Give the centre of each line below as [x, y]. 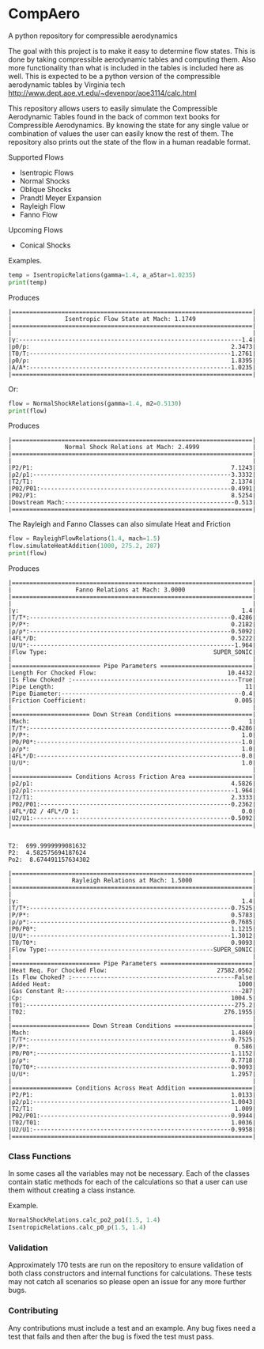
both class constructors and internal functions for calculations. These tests [130, 1273]
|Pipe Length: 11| [132, 687]
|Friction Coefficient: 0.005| [132, 701]
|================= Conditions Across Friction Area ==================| [132, 777]
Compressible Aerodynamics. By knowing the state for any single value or [128, 125]
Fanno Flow [38, 214]
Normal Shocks [45, 181]
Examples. [25, 260]
